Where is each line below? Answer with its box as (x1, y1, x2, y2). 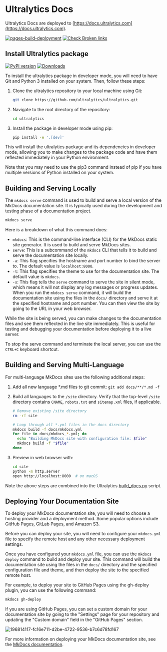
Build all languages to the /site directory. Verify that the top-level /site (12, 393, 160, 399)
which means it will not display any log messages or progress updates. (12, 284, 158, 290)
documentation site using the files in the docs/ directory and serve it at (12, 295, 158, 301)
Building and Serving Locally (5, 184, 96, 192)
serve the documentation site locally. (12, 252, 88, 258)
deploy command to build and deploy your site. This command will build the (5, 556, 160, 562)
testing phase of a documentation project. (5, 208, 91, 214)
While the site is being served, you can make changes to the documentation (5, 315, 161, 321)
